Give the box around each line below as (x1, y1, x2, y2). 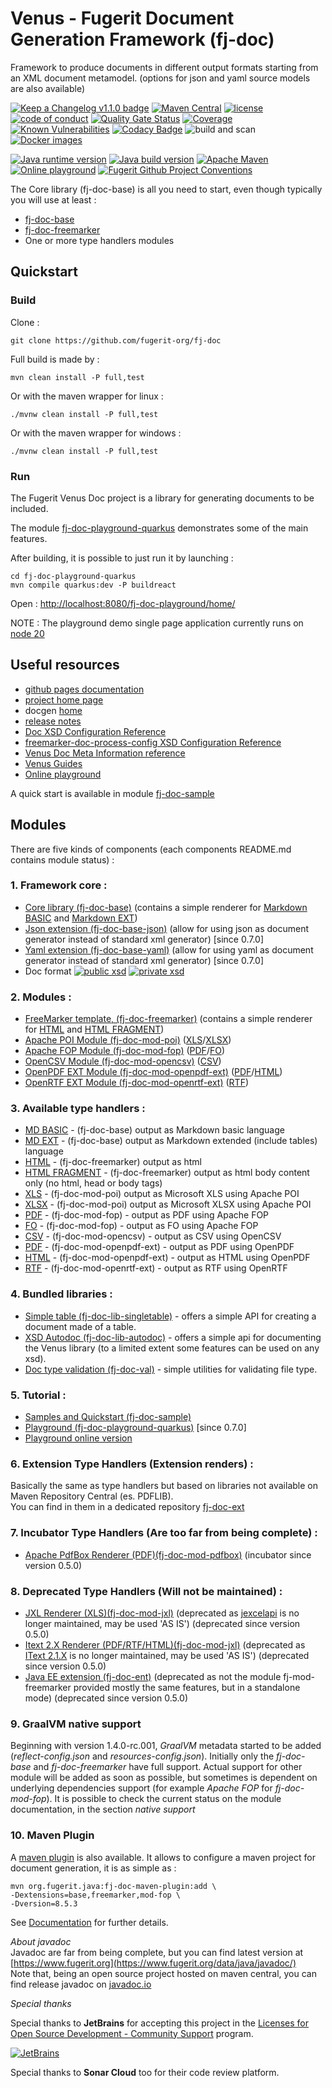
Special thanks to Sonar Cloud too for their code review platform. (10, 2066, 280, 2078)
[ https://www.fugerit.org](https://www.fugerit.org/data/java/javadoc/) (10, 1957, 297, 1969)
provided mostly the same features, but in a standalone (73, 1681, 301, 1693)
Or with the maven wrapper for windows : (10, 427, 182, 439)
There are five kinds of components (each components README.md (10, 843, 292, 855)
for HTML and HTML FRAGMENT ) (24, 1023, 165, 1036)
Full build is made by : (10, 353, 100, 365)
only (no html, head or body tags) (24, 1177, 163, 1189)
